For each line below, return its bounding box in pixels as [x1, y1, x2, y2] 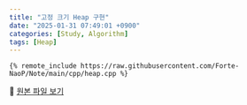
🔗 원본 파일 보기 [9, 86, 65, 97]
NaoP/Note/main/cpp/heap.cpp [9, 70, 117, 79]
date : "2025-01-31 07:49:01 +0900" [9, 21, 141, 30]
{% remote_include [9, 62, 77, 71]
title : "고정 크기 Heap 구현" [9, 12, 110, 22]
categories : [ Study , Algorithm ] [9, 29, 128, 38]
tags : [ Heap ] [9, 37, 58, 47]
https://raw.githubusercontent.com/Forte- [80, 62, 240, 71]
